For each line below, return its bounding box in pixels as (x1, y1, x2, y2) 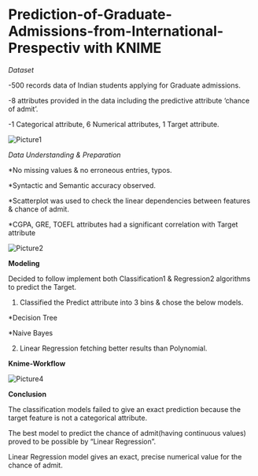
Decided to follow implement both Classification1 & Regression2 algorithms (8, 274, 251, 283)
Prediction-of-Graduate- (8, 6, 173, 24)
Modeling (8, 258, 40, 268)
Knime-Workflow (8, 358, 66, 368)
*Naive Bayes (8, 328, 53, 337)
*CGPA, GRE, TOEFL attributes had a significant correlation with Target (8, 219, 238, 229)
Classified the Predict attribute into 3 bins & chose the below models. (19, 298, 244, 307)
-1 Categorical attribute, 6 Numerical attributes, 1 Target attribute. (8, 119, 219, 129)
